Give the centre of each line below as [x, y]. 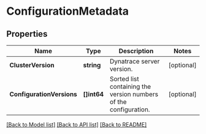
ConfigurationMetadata [68, 11]
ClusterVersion [32, 65]
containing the [130, 87]
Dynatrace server [135, 61]
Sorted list [124, 79]
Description [136, 51]
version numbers [134, 94]
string [92, 65]
